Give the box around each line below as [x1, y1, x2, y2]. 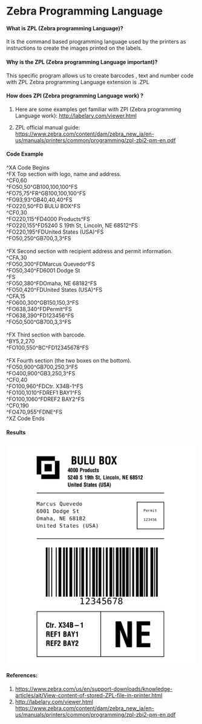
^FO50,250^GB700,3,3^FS [6, 235, 71, 242]
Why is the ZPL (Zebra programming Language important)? [6, 58, 158, 65]
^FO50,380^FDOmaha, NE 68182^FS [6, 280, 97, 287]
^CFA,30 [6, 254, 27, 261]
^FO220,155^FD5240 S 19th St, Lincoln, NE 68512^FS [6, 222, 138, 229]
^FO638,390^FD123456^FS [6, 312, 74, 319]
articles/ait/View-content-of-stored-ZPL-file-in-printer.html [15, 691, 163, 699]
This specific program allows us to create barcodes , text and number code [6, 71, 194, 79]
